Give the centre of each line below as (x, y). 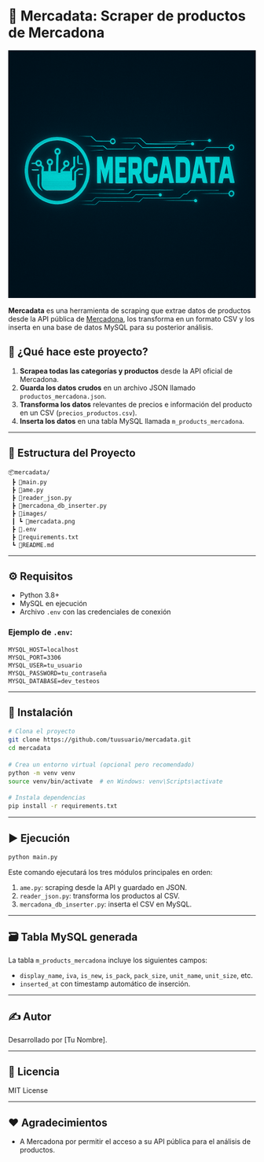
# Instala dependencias (47, 798)
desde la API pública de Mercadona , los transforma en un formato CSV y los (132, 318)
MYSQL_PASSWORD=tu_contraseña (58, 673)
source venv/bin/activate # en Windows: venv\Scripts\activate (115, 781)
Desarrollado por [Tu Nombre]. (58, 1039)
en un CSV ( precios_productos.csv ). (78, 413)
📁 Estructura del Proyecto (72, 453)
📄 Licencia (34, 1071)
